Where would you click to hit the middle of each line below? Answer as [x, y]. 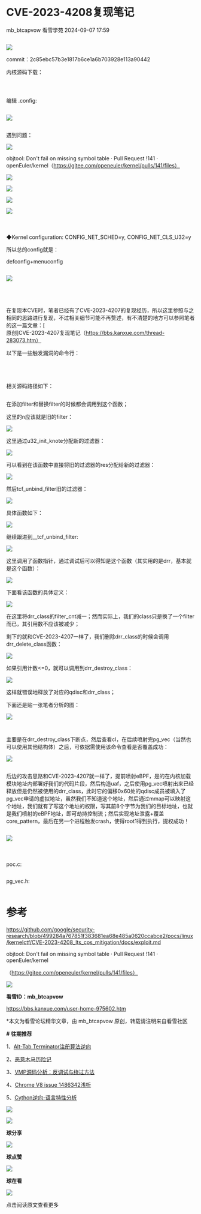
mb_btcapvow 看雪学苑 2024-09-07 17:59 [58, 30]
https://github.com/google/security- [51, 929]
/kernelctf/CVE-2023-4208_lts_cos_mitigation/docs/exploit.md [84, 942]
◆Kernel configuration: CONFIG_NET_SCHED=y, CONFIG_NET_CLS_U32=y [99, 237]
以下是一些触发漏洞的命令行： [43, 353]
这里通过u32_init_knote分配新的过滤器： [56, 440]
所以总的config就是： [32, 250]
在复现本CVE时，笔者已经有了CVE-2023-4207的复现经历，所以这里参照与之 [100, 310]
